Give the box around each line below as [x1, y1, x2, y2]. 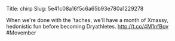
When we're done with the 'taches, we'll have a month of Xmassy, [6, 17, 168, 23]
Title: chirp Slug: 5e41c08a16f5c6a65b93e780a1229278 [6, 5, 144, 12]
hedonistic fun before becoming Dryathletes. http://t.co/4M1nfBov [6, 23, 169, 30]
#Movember [6, 29, 36, 36]
